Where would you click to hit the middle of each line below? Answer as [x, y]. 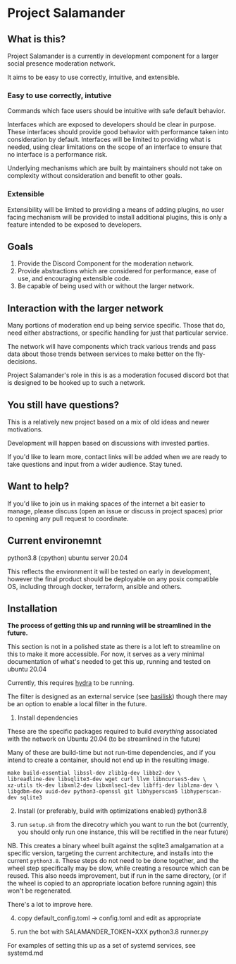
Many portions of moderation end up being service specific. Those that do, [116, 326]
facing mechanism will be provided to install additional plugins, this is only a [117, 217]
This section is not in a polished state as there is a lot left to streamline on [114, 647]
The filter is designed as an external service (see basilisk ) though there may [117, 696]
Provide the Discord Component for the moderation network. [106, 263]
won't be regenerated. [39, 891]
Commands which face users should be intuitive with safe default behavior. [116, 111]
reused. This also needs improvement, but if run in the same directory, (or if [117, 876]
